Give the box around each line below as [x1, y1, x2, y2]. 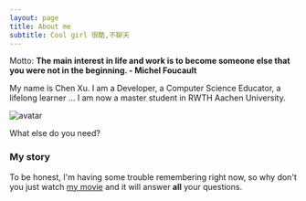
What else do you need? [9, 128, 100, 139]
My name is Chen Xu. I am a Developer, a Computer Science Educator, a [9, 83, 281, 94]
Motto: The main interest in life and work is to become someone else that [9, 56, 290, 67]
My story [9, 151, 50, 164]
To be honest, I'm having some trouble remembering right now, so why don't [9, 171, 297, 183]
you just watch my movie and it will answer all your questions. [9, 181, 243, 192]
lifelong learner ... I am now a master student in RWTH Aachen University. [9, 92, 286, 103]
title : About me [9, 22, 71, 31]
